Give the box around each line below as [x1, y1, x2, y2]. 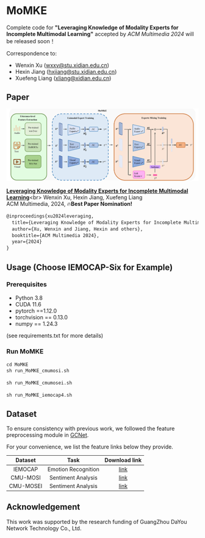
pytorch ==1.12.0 [15, 307, 57, 314]
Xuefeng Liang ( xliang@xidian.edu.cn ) [15, 74, 112, 82]
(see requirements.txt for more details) [6, 331, 104, 339]
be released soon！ [6, 37, 56, 44]
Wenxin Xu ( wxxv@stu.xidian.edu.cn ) [15, 62, 110, 69]
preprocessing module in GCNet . [6, 431, 89, 439]
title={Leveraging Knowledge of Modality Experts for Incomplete [12, 219, 182, 225]
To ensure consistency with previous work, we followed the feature [6, 425, 175, 432]
